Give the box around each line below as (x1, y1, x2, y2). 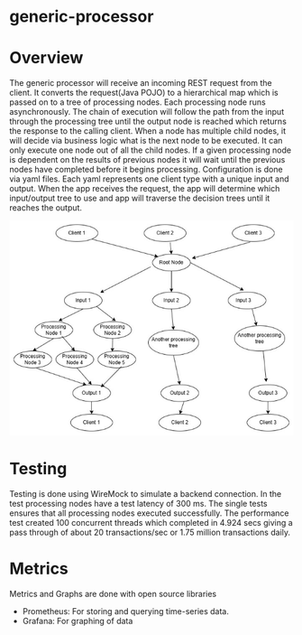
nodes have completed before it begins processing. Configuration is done (9, 164, 283, 175)
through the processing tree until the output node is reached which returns (9, 116, 287, 127)
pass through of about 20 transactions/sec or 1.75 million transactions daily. (9, 527, 291, 538)
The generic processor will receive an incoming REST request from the (9, 78, 272, 89)
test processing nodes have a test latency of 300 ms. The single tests (9, 499, 268, 509)
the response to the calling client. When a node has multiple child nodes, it (9, 126, 287, 136)
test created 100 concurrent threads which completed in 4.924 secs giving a (9, 518, 293, 528)
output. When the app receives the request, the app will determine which (9, 183, 280, 194)
